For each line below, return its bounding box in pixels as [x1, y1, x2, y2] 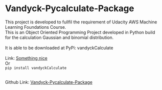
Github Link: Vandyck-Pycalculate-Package [5, 79, 93, 85]
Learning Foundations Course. [5, 24, 66, 30]
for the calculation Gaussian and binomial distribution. [5, 35, 114, 40]
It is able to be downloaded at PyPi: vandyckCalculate [5, 45, 114, 51]
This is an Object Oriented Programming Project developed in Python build [5, 29, 155, 35]
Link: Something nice [5, 55, 47, 61]
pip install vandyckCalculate [5, 65, 67, 71]
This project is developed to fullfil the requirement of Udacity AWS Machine [5, 19, 158, 25]
